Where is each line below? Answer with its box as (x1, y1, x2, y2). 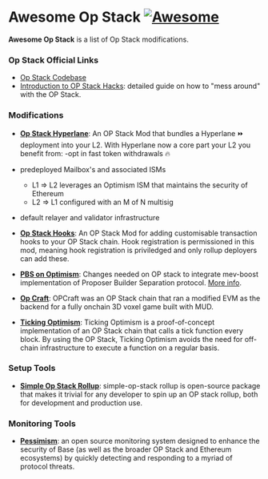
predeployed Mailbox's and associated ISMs (19, 164, 166, 174)
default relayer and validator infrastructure (19, 212, 160, 222)
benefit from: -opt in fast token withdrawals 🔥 (19, 148, 170, 158)
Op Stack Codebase (19, 73, 86, 83)
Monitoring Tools (8, 417, 76, 429)
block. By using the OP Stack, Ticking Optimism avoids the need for (19, 334, 243, 344)
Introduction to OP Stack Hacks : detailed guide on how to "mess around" (19, 81, 261, 91)
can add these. (19, 253, 70, 264)
